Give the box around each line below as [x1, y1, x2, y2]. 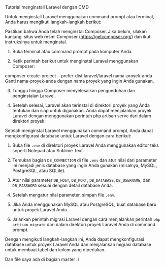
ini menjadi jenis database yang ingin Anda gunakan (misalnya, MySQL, [12, 163, 157, 168]
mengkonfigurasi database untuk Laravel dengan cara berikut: [5, 133, 132, 138]
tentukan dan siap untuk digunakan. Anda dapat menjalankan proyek [12, 108, 152, 113]
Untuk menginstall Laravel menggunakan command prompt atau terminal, [5, 14, 154, 19]
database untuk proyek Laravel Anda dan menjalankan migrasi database [5, 241, 152, 247]
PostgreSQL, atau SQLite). [12, 167, 66, 173]
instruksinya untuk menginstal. [5, 39, 67, 45]
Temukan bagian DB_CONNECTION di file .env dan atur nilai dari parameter [12, 157, 157, 163]
